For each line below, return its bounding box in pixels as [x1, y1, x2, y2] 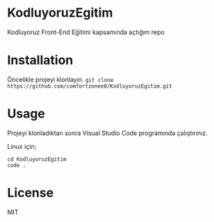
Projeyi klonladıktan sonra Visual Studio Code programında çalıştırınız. [7, 129, 208, 137]
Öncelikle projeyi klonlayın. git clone [7, 75, 114, 84]
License [7, 185, 54, 200]
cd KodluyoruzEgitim [7, 155, 67, 163]
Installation [7, 52, 74, 68]
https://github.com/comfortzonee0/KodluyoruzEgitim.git [7, 82, 172, 90]
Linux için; [7, 142, 37, 150]
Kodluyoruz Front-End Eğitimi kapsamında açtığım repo [7, 28, 165, 36]
